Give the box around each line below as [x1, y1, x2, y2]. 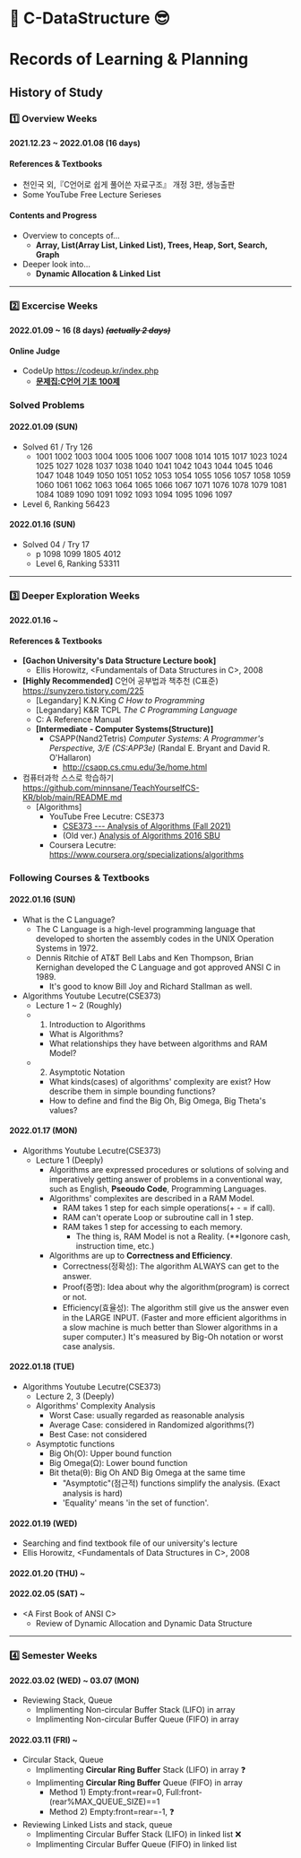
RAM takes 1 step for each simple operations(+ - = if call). [62, 1202, 276, 1213]
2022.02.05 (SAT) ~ [9, 1588, 86, 1600]
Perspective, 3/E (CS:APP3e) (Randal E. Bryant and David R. [48, 743, 271, 754]
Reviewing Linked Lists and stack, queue [21, 1819, 173, 1830]
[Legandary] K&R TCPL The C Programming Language [35, 704, 238, 716]
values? [48, 1104, 78, 1115]
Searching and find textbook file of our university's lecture [21, 1538, 238, 1548]
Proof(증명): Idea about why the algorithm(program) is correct [62, 1281, 290, 1292]
